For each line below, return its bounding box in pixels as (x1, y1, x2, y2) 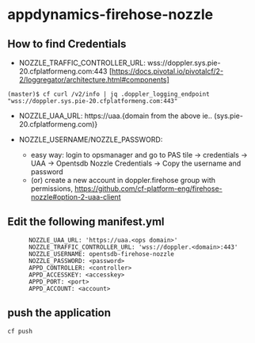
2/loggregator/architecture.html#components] (18, 75, 169, 84)
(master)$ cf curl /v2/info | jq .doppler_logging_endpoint (7, 90, 211, 98)
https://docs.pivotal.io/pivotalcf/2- (111, 67, 223, 76)
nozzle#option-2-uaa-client (30, 192, 121, 201)
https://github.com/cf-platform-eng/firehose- (74, 184, 223, 193)
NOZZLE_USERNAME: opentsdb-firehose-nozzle (28, 250, 175, 258)
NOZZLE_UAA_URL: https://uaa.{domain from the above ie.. (18, 111, 213, 120)
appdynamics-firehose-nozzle (7, 6, 214, 24)
